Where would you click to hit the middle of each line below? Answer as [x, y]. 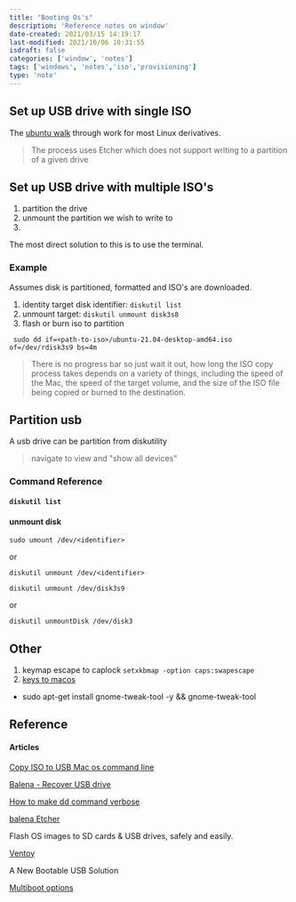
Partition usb [46, 420]
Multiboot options [41, 887]
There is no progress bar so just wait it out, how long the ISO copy [152, 363]
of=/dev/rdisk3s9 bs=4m [53, 347]
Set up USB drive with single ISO [100, 112]
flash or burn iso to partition [73, 323]
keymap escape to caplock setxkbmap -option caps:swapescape [138, 670]
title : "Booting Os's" [51, 17]
